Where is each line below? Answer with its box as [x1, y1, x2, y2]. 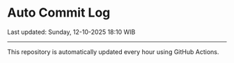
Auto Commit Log [7, 5, 111, 21]
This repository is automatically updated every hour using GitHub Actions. [7, 47, 219, 56]
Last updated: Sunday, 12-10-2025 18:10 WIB [7, 28, 136, 36]
